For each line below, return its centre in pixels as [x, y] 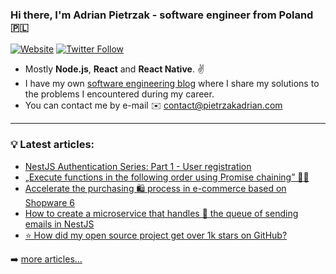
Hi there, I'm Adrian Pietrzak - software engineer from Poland [162, 15]
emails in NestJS [59, 224]
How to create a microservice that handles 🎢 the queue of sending [161, 213]
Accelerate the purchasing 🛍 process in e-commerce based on [155, 188]
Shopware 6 [49, 202]
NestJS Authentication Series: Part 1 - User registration [138, 166]
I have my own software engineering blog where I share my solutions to [172, 84]
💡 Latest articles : [52, 145]
